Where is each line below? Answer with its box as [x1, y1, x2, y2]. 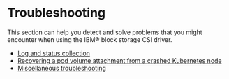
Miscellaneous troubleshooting [17, 64, 107, 72]
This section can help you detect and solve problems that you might [7, 28, 202, 36]
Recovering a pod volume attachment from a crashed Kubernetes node [17, 56, 222, 64]
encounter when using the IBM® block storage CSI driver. [7, 35, 172, 43]
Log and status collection [17, 49, 91, 57]
